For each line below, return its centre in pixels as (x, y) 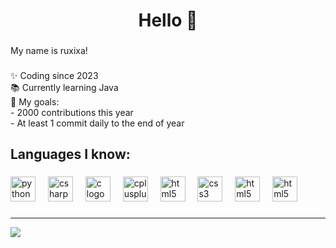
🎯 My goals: (35, 102)
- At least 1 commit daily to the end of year (97, 123)
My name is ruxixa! (49, 51)
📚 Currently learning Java (64, 88)
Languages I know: (70, 154)
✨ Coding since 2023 (54, 76)
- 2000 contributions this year (72, 113)
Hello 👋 (168, 20)
